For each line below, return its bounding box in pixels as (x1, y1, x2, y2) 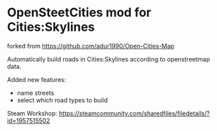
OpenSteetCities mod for (7, 5, 152, 20)
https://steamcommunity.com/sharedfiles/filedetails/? (59, 109, 210, 117)
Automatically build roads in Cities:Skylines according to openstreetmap (7, 55, 210, 63)
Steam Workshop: (7, 109, 58, 117)
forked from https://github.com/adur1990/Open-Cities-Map (7, 42, 175, 50)
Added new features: (7, 75, 66, 83)
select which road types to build (16, 96, 108, 104)
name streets (16, 89, 55, 97)
